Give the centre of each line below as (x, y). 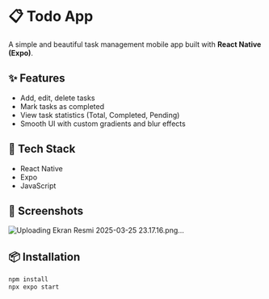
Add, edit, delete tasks (57, 98)
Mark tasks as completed (62, 106)
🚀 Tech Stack (42, 149)
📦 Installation (44, 257)
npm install (28, 280)
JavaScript (38, 185)
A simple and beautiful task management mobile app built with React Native (135, 44)
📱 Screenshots (46, 211)
